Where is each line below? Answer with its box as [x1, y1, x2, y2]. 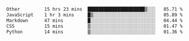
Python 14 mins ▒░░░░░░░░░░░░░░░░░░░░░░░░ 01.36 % [6, 28, 183, 35]
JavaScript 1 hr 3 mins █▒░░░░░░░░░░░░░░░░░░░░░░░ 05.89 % [6, 11, 183, 18]
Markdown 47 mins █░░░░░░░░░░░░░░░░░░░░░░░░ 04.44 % [6, 17, 183, 24]
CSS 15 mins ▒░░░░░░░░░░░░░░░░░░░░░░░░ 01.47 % [6, 23, 183, 29]
